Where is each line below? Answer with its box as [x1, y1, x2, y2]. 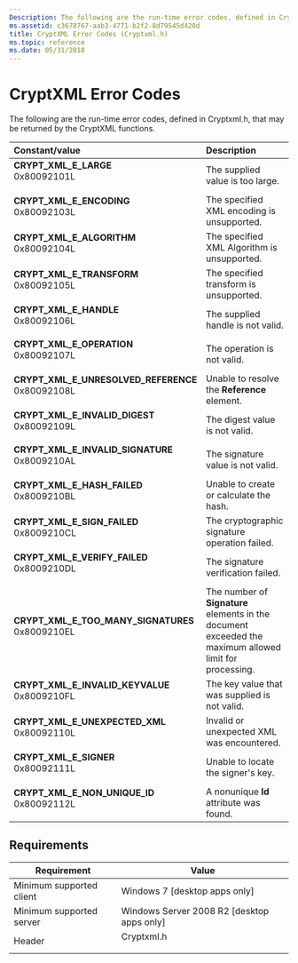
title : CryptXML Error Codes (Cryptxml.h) [9, 29, 169, 38]
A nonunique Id [205, 785, 270, 798]
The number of [205, 585, 269, 598]
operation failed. [205, 537, 274, 549]
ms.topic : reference [9, 37, 86, 47]
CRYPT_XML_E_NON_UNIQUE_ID [13, 787, 155, 800]
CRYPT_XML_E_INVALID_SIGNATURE [13, 443, 173, 456]
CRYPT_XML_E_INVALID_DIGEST [13, 410, 155, 422]
